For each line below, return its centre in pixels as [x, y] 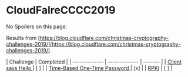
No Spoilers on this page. [37, 26]
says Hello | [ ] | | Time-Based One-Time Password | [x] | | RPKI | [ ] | [89, 68]
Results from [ [23, 38]
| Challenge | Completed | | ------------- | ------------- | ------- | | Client [94, 62]
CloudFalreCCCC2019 [61, 10]
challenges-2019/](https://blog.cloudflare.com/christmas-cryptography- [93, 44]
